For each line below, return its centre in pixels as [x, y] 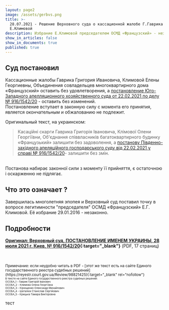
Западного [17, 96]
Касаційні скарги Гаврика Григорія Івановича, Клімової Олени [84, 132]
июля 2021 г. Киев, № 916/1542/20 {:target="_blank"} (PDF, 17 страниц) [82, 246]
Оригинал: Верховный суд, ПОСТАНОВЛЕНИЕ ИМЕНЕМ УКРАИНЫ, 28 [82, 241]
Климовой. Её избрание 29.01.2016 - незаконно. [57, 213]
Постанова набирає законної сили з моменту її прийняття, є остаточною [84, 168]
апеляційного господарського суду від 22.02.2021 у [95, 148]
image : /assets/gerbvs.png [33, 15]
